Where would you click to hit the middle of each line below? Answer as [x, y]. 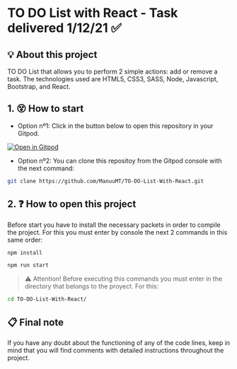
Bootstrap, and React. [39, 87]
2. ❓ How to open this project [72, 204]
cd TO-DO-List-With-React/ [47, 299]
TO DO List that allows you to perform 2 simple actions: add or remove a [112, 71]
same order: [25, 240]
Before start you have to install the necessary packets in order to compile [114, 225]
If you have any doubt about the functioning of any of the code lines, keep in [119, 342]
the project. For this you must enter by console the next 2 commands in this [117, 232]
